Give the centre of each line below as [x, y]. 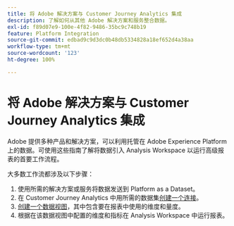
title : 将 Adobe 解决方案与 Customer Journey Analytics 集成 [94, 14]
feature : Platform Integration [53, 33]
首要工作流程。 [41, 158]
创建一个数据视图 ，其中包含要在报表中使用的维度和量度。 [101, 206]
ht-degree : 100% [31, 60]
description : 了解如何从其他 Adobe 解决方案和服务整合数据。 [89, 20]
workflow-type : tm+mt [39, 46]
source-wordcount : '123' [44, 54]
